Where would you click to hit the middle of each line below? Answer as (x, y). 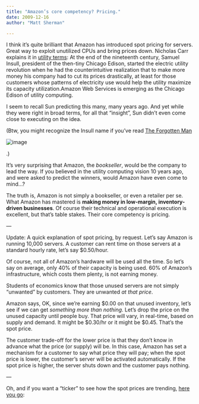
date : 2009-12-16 (28, 17)
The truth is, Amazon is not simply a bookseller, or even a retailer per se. (95, 196)
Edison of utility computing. (40, 95)
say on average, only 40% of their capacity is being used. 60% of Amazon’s (99, 268)
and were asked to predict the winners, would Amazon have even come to (97, 178)
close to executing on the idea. (44, 119)
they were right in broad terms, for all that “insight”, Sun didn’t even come (96, 113)
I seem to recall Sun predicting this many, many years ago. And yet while (95, 107)
